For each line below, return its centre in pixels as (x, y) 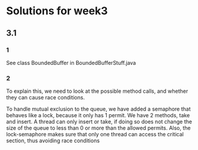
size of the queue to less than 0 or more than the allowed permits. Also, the (98, 128)
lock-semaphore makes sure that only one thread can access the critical (95, 135)
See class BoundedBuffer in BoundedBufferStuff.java (71, 62)
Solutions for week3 (57, 11)
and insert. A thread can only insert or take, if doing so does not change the (99, 122)
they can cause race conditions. (46, 98)
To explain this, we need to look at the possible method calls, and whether (97, 91)
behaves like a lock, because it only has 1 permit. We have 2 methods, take (98, 115)
